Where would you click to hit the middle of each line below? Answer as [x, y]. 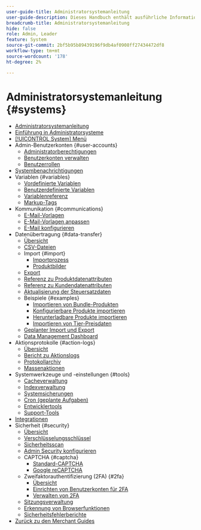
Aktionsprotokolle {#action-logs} [55, 343]
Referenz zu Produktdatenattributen [68, 279]
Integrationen [31, 419]
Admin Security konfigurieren [60, 451]
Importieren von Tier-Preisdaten [72, 324]
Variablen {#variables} [42, 177]
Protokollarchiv [42, 362]
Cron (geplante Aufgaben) [56, 400]
